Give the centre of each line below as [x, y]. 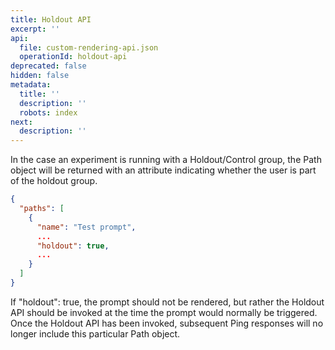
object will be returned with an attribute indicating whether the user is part [163, 170]
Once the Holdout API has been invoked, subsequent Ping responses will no [167, 323]
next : [21, 122]
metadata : [31, 85]
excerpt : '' [35, 29]
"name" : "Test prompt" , [86, 227]
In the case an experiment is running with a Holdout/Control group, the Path [166, 160]
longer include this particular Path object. [95, 333]
